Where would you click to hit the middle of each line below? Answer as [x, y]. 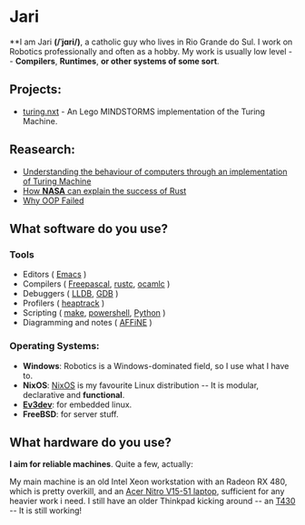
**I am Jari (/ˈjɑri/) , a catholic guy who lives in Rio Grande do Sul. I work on [151, 42]
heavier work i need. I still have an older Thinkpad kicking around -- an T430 [152, 501]
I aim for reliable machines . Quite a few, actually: [101, 464]
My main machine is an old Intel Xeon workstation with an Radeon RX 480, [148, 481]
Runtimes [78, 61]
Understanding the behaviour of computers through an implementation [155, 171]
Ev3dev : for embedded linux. [77, 404]
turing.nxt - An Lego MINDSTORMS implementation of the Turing [144, 112]
